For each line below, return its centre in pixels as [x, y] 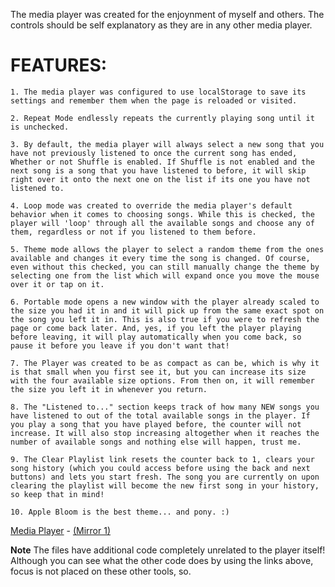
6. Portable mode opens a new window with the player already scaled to [165, 302]
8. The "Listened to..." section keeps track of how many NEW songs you [165, 407]
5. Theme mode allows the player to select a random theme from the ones [167, 249]
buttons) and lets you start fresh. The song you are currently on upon [165, 477]
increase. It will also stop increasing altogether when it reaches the [165, 433]
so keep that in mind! [57, 494]
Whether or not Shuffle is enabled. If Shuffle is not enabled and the [162, 162]
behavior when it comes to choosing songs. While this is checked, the [162, 214]
